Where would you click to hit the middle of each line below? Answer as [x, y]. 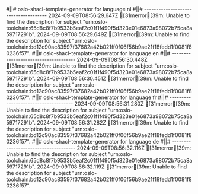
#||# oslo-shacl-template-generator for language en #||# [101, 53]
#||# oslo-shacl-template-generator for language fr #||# [100, 97]
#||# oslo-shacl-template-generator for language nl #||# [75, 9]
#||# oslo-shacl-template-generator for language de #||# [101, 141]
